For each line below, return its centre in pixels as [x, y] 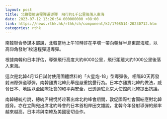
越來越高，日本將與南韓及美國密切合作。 [46, 112]
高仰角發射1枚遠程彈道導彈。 [34, 49]
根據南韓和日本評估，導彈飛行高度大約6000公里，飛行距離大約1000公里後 [81, 59]
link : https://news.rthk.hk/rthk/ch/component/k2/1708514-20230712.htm [81, 24]
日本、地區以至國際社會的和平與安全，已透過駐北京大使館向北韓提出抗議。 [85, 89]
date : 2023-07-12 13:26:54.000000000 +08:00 [52, 19]
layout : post [19, 10]
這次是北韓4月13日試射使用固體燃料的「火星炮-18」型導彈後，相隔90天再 [80, 76]
